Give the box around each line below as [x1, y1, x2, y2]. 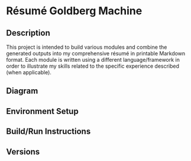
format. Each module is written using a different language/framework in [6, 56, 180, 63]
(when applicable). [6, 69, 52, 75]
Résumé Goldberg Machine [6, 4, 143, 18]
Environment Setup [6, 106, 79, 116]
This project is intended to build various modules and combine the [6, 43, 167, 50]
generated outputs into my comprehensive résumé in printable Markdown [6, 50, 186, 57]
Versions [6, 147, 40, 157]
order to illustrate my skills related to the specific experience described [6, 62, 179, 70]
